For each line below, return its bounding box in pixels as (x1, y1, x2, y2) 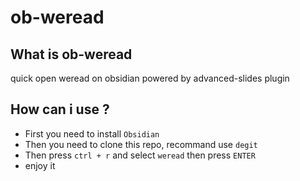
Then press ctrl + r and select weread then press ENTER (24, 149, 256, 161)
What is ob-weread (10, 46, 133, 63)
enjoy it (24, 159, 56, 171)
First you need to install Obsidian (24, 127, 160, 140)
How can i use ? (10, 101, 110, 118)
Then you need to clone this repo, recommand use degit (24, 138, 258, 150)
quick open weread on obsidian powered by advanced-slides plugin (10, 72, 290, 84)
